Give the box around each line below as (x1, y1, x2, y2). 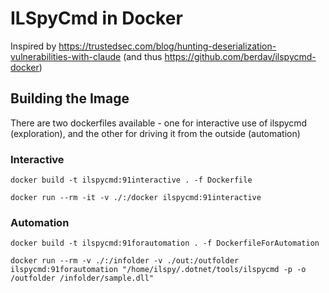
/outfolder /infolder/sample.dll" (10, 273, 155, 284)
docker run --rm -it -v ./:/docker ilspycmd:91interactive (10, 193, 262, 203)
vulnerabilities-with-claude (10, 50, 122, 62)
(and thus (123, 50, 163, 62)
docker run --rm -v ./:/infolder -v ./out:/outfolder (10, 256, 240, 266)
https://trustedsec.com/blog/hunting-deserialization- (58, 40, 277, 52)
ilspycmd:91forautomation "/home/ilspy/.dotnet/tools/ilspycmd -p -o (10, 265, 307, 275)
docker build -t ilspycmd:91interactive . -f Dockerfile (10, 175, 253, 186)
